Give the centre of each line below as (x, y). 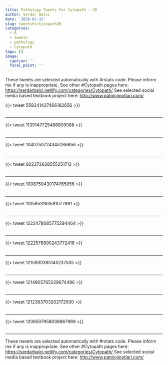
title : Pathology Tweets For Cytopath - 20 (51, 10)
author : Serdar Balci (28, 14)
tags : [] (14, 51)
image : (12, 56)
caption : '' (22, 61)
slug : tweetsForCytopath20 (33, 24)
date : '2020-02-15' (25, 19)
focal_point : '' (26, 65)
